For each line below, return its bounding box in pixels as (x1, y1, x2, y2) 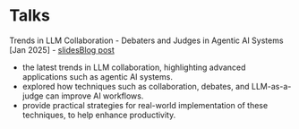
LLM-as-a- (251, 81, 292, 91)
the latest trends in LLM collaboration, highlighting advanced (21, 62, 246, 73)
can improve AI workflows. (45, 90, 144, 101)
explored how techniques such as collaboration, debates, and (21, 81, 250, 91)
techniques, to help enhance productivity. (21, 109, 176, 120)
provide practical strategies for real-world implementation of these (21, 99, 269, 110)
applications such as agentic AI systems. (21, 71, 173, 82)
